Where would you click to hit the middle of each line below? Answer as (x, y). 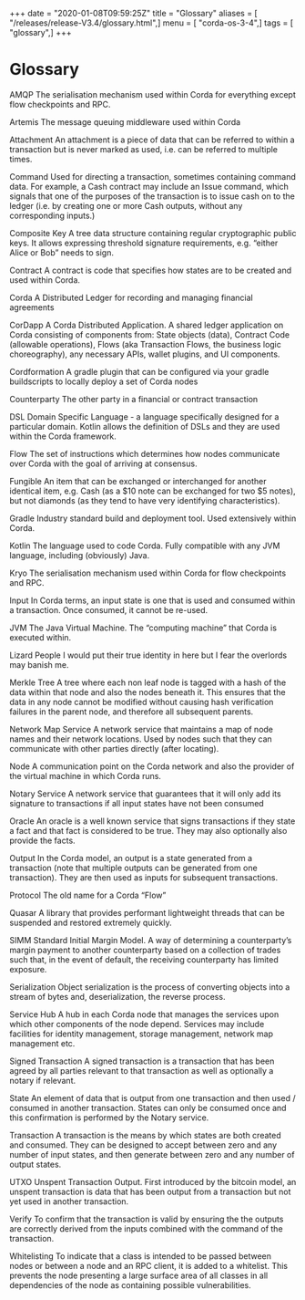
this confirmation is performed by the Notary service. (109, 1118)
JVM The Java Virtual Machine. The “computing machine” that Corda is (143, 628)
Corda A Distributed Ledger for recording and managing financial (131, 297)
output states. (36, 1164)
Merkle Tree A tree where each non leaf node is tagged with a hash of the (148, 682)
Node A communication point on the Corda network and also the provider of (152, 766)
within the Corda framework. (63, 436)
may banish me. (40, 664)
